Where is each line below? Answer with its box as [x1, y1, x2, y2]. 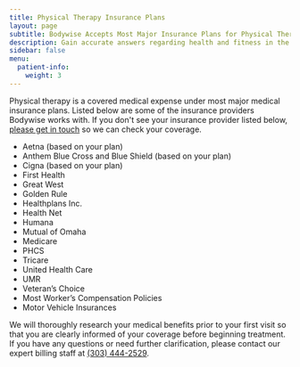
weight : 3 [25, 71, 62, 80]
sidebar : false [9, 46, 66, 55]
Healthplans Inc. [21, 198, 83, 208]
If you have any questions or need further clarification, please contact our [9, 338, 281, 348]
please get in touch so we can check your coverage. [9, 124, 203, 135]
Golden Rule [21, 188, 68, 199]
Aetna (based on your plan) [21, 141, 123, 151]
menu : [9, 54, 29, 63]
